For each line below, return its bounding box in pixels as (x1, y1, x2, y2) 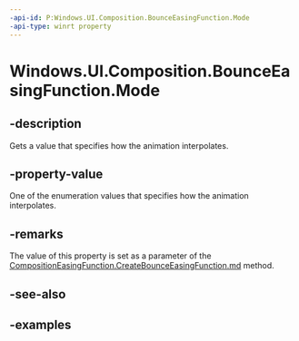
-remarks (9, 226, 64, 241)
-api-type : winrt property (9, 22, 112, 31)
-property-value (9, 166, 104, 181)
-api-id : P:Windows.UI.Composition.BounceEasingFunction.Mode (9, 13, 250, 23)
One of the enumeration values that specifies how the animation (9, 190, 250, 201)
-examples (9, 317, 72, 332)
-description (9, 116, 82, 132)
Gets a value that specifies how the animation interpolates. (9, 140, 229, 151)
